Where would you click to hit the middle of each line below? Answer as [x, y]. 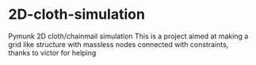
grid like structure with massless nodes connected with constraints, [118, 44]
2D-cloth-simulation [76, 14]
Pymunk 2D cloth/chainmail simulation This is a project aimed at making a [128, 36]
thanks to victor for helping [52, 52]
